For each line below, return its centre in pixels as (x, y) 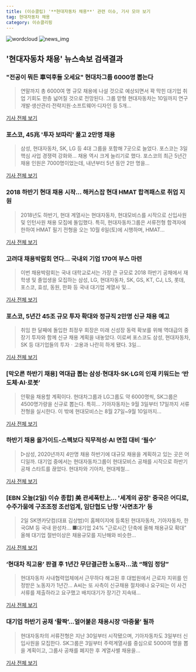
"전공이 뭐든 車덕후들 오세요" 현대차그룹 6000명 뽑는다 (80, 77)
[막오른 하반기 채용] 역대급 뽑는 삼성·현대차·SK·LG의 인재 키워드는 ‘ (94, 374)
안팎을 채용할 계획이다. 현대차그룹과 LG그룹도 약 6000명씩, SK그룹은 (99, 397)
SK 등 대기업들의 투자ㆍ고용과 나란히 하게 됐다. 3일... (81, 345)
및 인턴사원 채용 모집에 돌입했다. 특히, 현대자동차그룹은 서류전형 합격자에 (103, 222)
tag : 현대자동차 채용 (28, 17)
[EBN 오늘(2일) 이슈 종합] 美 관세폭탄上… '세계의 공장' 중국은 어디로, (97, 497)
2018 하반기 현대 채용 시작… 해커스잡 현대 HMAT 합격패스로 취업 (92, 192)
